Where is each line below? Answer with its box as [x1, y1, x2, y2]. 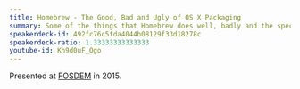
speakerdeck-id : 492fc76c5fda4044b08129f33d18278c [9, 29, 202, 38]
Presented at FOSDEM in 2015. [9, 70, 122, 81]
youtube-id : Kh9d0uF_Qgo [9, 46, 102, 55]
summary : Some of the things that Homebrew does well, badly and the [9, 21, 274, 30]
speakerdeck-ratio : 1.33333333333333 [9, 37, 150, 47]
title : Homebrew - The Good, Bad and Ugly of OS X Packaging [9, 12, 242, 22]
